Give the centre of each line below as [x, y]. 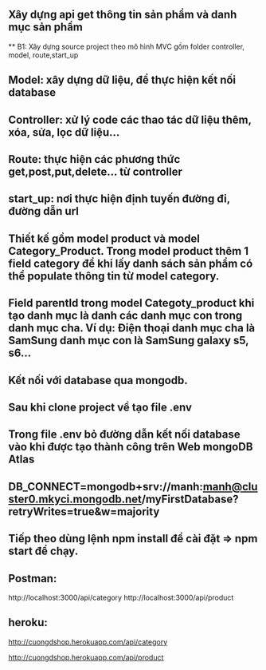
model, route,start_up [43, 55]
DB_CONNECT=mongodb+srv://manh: [106, 487]
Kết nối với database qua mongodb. [98, 380]
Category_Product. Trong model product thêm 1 [129, 251]
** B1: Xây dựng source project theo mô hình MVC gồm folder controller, [127, 46]
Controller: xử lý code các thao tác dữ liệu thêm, [130, 119]
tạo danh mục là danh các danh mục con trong [125, 316]
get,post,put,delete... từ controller [96, 171]
